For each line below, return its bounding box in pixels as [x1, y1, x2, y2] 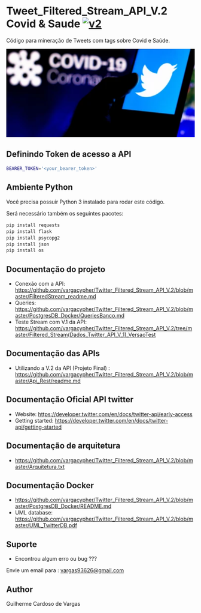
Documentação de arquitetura [6, 441, 121, 451]
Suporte [6, 539, 37, 549]
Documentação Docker [6, 480, 94, 491]
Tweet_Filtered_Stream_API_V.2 [6, 4, 167, 18]
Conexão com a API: [14, 280, 66, 288]
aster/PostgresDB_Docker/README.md [14, 503, 112, 510]
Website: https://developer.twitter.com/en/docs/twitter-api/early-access [14, 410, 193, 418]
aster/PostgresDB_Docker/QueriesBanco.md [14, 312, 124, 319]
